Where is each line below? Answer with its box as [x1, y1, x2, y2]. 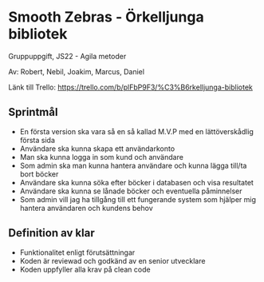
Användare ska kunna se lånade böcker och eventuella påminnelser [19, 186, 242, 196]
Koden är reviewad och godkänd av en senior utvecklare [19, 256, 206, 265]
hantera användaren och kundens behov [19, 203, 153, 212]
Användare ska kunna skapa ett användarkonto [19, 144, 175, 153]
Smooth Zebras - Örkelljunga [8, 8, 205, 26]
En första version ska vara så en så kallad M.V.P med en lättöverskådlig [19, 126, 254, 136]
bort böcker [19, 169, 59, 179]
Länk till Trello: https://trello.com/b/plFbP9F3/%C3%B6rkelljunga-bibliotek [8, 82, 254, 92]
